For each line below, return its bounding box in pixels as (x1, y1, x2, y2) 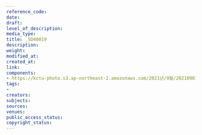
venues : (6, 109, 26, 115)
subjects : (6, 97, 31, 103)
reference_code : (6, 8, 47, 15)
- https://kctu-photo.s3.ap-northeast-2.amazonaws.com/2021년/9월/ (6, 75, 176, 81)
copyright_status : (6, 120, 52, 126)
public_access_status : (6, 114, 63, 120)
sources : (6, 103, 28, 109)
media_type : (6, 31, 36, 37)
